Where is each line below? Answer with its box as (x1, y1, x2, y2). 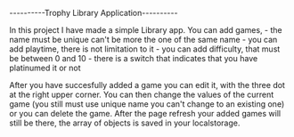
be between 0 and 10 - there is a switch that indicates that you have (9, 53, 258, 63)
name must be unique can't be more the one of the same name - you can (9, 35, 278, 44)
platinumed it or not (9, 62, 82, 73)
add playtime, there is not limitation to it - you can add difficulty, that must (9, 44, 281, 54)
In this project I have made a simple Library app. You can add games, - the (9, 25, 282, 35)
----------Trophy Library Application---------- (9, 8, 178, 18)
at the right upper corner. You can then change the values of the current (9, 89, 274, 100)
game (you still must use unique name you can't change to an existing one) (9, 99, 285, 109)
